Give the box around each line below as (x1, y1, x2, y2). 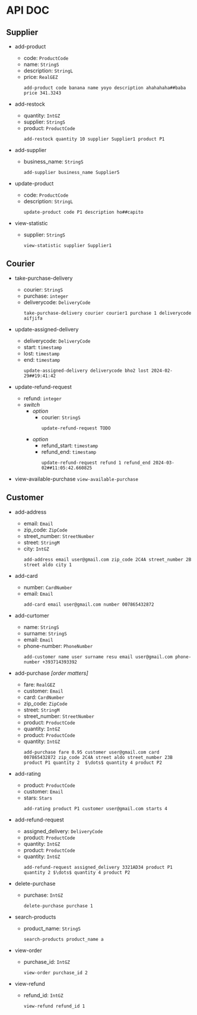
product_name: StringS (23, 925, 81, 932)
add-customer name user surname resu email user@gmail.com (23, 654, 173, 660)
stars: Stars (23, 794, 52, 801)
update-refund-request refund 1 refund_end (41, 460, 151, 466)
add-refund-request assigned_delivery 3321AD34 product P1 (23, 864, 173, 870)
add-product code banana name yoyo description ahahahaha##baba (23, 85, 186, 91)
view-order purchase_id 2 (23, 969, 88, 976)
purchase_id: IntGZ (23, 958, 70, 965)
